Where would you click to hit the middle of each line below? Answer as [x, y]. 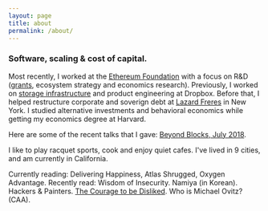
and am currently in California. [58, 158]
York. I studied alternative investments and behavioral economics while [126, 110]
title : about [30, 23]
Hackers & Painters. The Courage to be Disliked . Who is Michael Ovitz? [126, 191]
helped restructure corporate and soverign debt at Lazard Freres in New [128, 102]
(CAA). [19, 199]
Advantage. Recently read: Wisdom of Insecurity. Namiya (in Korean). [123, 182]
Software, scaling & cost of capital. [78, 59]
